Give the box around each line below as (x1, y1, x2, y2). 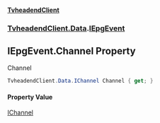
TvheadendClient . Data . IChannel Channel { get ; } (7, 78, 154, 85)
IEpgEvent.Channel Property (7, 45, 136, 57)
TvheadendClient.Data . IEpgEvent (7, 23, 125, 33)
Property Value (7, 93, 53, 101)
